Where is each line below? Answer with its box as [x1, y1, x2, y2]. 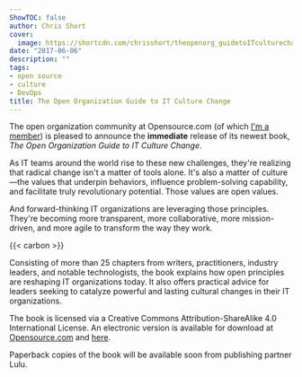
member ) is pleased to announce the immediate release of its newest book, [9, 131, 290, 142]
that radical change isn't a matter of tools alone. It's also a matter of [9, 167, 261, 178]
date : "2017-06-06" [9, 47, 83, 56]
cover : [9, 30, 34, 39]
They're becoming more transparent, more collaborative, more [9, 213, 241, 224]
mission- [242, 213, 275, 224]
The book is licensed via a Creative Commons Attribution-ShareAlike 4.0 [9, 313, 277, 324]
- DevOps [9, 88, 42, 97]
